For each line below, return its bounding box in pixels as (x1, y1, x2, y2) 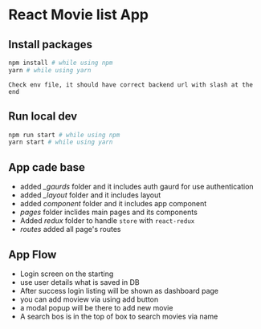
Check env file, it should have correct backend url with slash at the (8, 80, 253, 89)
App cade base (8, 160, 86, 174)
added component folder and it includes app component (19, 199, 207, 209)
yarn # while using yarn (8, 66, 92, 74)
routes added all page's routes (19, 225, 121, 234)
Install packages (8, 38, 92, 51)
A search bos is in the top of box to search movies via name (19, 311, 218, 321)
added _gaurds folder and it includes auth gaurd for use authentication (19, 182, 255, 192)
